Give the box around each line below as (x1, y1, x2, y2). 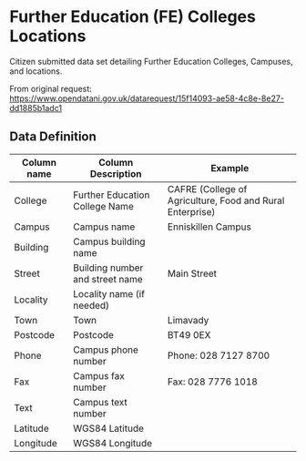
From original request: (9, 83, 93, 94)
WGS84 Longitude (72, 436, 153, 449)
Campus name (72, 220, 136, 233)
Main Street (167, 267, 217, 280)
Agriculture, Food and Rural (167, 194, 285, 207)
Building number (72, 261, 144, 274)
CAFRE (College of (167, 182, 248, 195)
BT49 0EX (167, 328, 211, 341)
